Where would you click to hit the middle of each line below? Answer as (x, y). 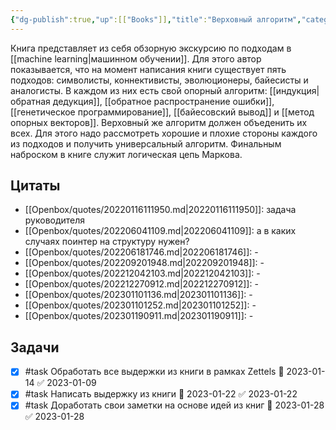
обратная (30, 101)
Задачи (35, 347)
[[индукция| (294, 90)
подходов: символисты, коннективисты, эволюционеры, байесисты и (159, 80)
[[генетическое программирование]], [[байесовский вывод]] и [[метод (162, 112)
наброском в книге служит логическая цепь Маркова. (126, 154)
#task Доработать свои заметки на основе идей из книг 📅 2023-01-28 (174, 405)
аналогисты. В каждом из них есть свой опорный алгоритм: (139, 90)
